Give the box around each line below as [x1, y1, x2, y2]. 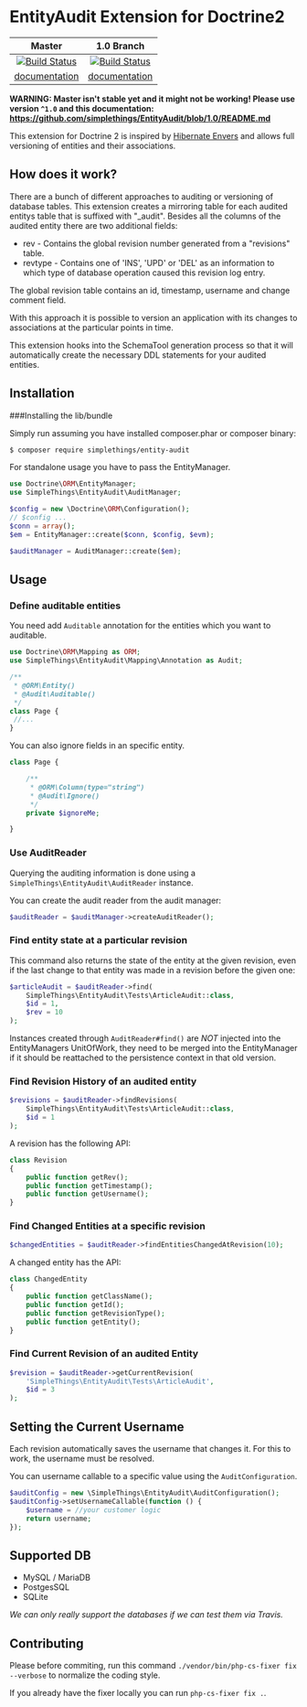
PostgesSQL [22, 1582, 70, 1593]
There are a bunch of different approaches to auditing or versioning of [9, 190, 274, 202]
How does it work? [9, 166, 118, 182]
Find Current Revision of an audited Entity [9, 1347, 199, 1360]
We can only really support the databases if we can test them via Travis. [9, 1609, 283, 1620]
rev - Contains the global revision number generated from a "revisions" [22, 238, 291, 249]
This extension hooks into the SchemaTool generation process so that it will [9, 339, 294, 350]
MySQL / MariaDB [22, 1572, 91, 1584]
